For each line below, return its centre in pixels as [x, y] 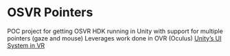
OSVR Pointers [50, 12]
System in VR [26, 45]
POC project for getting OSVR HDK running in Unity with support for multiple [115, 31]
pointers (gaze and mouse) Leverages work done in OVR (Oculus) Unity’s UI [114, 38]
